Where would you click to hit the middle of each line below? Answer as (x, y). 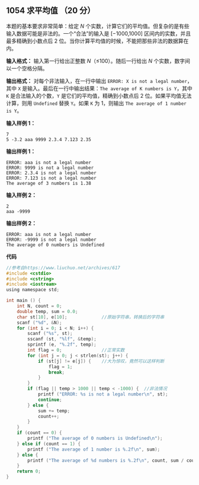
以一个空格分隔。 (27, 68)
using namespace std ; (33, 290)
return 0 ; (29, 471)
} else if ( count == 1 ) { (49, 443)
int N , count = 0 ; (39, 306)
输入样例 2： (22, 195)
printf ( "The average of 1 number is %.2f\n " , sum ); (94, 449)
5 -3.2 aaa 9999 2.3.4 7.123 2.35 (49, 139)
